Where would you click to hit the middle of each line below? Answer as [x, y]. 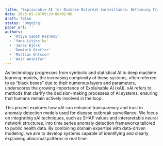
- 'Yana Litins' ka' [29, 41]
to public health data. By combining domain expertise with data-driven [75, 128]
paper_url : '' [19, 28]
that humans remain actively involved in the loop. [54, 98]
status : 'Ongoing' [24, 23]
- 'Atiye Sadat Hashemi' [34, 37]
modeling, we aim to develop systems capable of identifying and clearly [77, 133]
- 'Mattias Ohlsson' [30, 54]
